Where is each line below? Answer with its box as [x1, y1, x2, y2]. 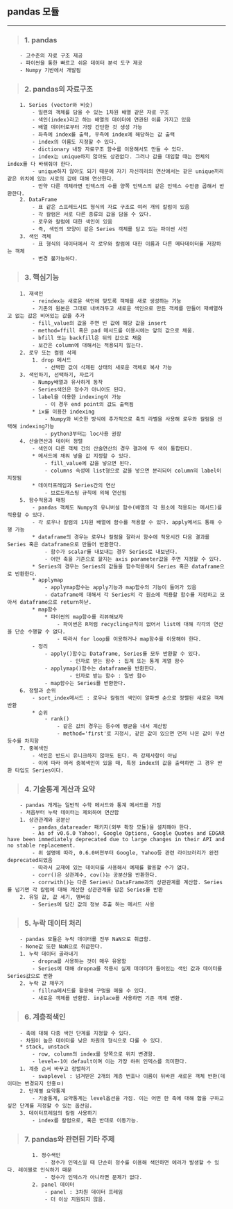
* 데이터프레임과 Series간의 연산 [32, 482, 116, 489]
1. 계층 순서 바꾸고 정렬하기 [19, 1065, 91, 1072]
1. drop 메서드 [32, 356, 71, 364]
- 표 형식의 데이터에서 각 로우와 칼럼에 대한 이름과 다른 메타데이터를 [32, 241, 205, 248]
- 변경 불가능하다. [32, 255, 78, 262]
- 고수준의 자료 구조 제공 [19, 52, 83, 60]
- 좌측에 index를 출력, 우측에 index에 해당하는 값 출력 [32, 131, 175, 138]
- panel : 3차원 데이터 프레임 [44, 1188, 123, 1195]
